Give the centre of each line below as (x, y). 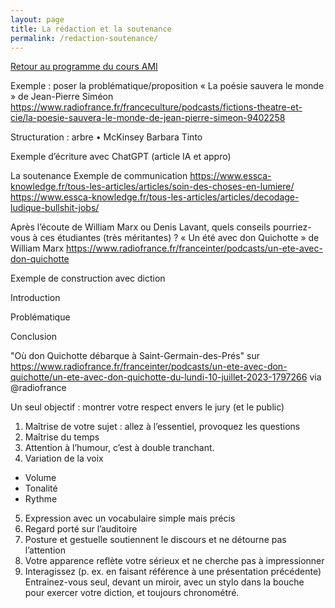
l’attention (45, 550)
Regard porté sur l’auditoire (81, 529)
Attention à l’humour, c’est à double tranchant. (119, 448)
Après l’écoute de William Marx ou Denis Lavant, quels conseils (141, 227)
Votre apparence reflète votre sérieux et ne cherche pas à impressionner (174, 561)
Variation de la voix (64, 458)
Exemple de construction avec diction (88, 278)
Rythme (41, 499)
